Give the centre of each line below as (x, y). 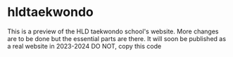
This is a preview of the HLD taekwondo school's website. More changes (113, 31)
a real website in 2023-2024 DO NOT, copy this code (84, 46)
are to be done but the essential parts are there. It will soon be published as (117, 38)
